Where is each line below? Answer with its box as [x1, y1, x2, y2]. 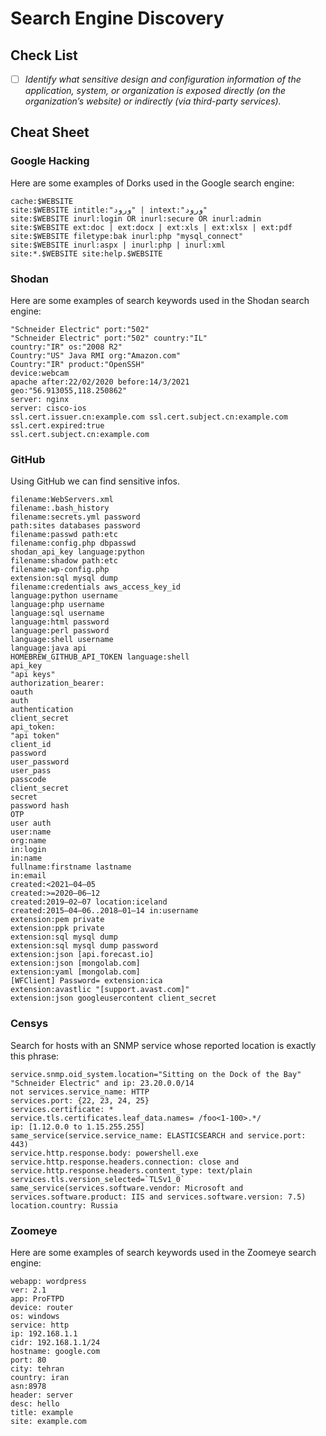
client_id [10, 740, 52, 750]
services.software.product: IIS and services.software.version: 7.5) [10, 1192, 307, 1202]
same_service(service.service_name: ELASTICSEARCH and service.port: [10, 1130, 307, 1141]
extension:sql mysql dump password [10, 941, 159, 951]
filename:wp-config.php [10, 565, 110, 575]
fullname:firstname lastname [10, 862, 132, 872]
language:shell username [10, 635, 114, 645]
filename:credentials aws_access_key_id [10, 582, 182, 592]
